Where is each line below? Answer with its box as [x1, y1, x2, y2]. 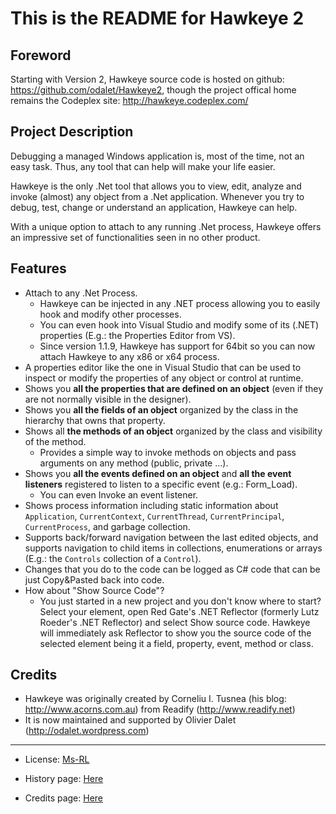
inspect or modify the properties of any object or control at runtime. [24, 372, 304, 384]
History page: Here [24, 773, 104, 785]
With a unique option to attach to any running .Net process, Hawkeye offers [10, 220, 322, 232]
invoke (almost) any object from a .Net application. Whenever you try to [10, 190, 305, 202]
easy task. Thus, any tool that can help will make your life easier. [10, 160, 276, 172]
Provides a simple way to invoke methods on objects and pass [39, 446, 297, 458]
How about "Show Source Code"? [24, 584, 165, 596]
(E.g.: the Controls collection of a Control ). [24, 552, 202, 564]
